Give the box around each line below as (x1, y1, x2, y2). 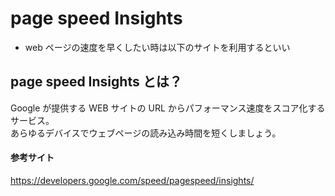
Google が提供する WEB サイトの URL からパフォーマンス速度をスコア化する (10, 102, 326, 114)
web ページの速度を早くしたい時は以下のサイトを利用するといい (24, 41, 291, 53)
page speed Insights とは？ (10, 73, 183, 91)
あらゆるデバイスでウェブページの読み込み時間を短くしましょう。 (10, 127, 282, 139)
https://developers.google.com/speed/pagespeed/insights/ (10, 174, 255, 186)
